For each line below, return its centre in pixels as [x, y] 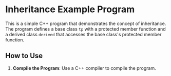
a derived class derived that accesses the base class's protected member [83, 34]
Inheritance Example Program [70, 9]
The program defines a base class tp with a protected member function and [85, 29]
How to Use [24, 56]
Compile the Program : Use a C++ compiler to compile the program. [84, 68]
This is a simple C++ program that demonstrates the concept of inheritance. [86, 23]
